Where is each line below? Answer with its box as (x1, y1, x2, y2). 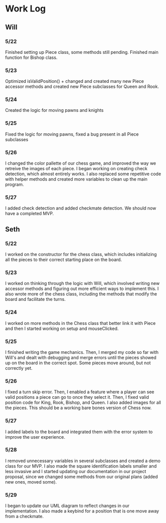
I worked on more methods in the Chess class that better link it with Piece (5, 320, 156, 326)
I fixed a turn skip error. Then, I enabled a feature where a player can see (5, 389, 155, 395)
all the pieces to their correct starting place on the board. (5, 257, 122, 262)
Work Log (5, 3, 46, 14)
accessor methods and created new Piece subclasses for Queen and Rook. (5, 83, 159, 90)
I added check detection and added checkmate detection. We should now (5, 205, 157, 211)
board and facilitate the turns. (5, 296, 66, 302)
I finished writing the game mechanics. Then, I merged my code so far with (5, 349, 159, 355)
